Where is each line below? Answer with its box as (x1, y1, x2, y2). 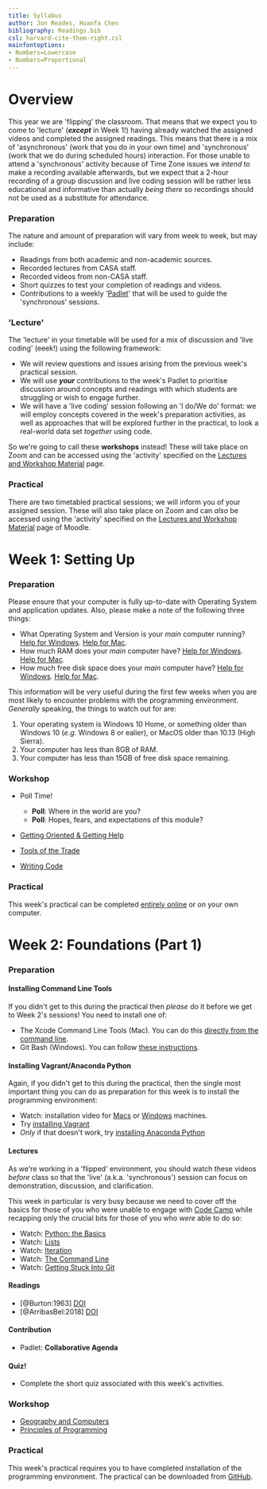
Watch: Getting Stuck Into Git (19, 1262, 115, 1272)
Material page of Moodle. (8, 523, 91, 532)
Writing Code (19, 861, 64, 871)
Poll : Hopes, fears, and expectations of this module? (31, 815, 203, 825)
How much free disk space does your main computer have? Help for (19, 663, 244, 673)
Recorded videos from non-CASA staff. (19, 272, 149, 281)
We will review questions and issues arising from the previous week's (19, 359, 248, 369)
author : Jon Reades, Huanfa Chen (8, 19, 119, 27)
